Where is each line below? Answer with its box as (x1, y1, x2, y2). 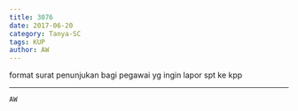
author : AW (9, 46, 50, 55)
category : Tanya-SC (9, 29, 82, 38)
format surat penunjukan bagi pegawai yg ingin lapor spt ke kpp (9, 70, 243, 80)
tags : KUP (9, 37, 46, 47)
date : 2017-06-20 (9, 21, 74, 30)
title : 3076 (9, 12, 53, 22)
